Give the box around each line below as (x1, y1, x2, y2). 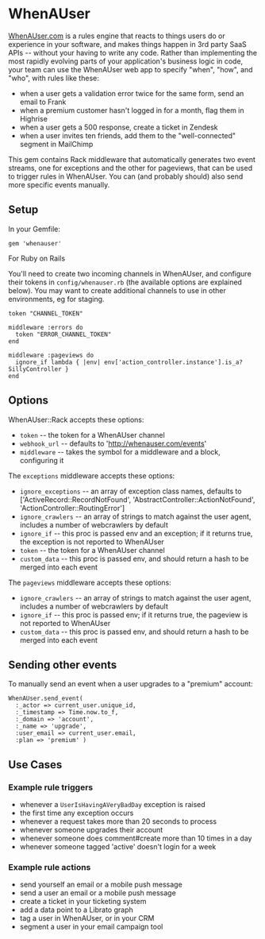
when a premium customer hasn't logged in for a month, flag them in (19, 105, 244, 115)
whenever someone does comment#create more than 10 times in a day (19, 833, 252, 843)
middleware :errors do (8, 323, 83, 331)
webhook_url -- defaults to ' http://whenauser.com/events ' (19, 439, 207, 448)
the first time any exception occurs (19, 808, 134, 818)
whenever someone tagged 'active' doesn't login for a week (19, 842, 217, 852)
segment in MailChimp (19, 139, 94, 149)
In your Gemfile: (8, 224, 61, 234)
